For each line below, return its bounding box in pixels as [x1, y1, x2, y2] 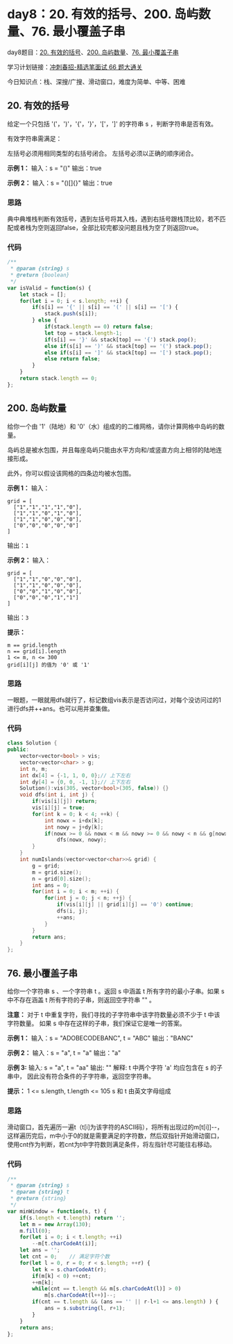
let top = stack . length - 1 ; [44, 329, 123, 337]
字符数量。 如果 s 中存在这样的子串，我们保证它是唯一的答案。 [7, 1019, 186, 1027]
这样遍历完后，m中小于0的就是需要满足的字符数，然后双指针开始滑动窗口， [7, 1131, 223, 1140]
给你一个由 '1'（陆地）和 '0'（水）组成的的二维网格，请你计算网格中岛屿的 [7, 422, 219, 431]
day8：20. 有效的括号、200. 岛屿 [7, 6, 199, 22]
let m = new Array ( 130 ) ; [19, 1220, 92, 1228]
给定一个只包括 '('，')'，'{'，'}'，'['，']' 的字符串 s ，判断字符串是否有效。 [7, 119, 217, 128]
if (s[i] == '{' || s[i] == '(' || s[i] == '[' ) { [32, 304, 178, 311]
